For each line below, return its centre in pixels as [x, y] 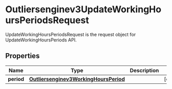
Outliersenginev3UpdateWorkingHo [83, 9]
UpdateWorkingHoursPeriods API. [41, 40]
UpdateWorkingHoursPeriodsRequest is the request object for [71, 34]
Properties [23, 56]
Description [144, 70]
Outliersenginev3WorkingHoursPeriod [77, 79]
